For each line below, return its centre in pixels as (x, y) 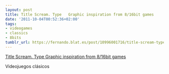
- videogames (19, 28)
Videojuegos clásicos (27, 66)
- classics (17, 33)
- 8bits (13, 38)
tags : (11, 24)
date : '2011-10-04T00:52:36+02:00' (43, 19)
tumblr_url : (18, 42)
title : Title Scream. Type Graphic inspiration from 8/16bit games (80, 14)
